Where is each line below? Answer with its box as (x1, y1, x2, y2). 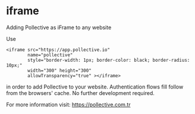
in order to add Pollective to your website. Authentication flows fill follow (6, 83, 184, 90)
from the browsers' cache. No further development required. (6, 89, 155, 96)
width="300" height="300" (27, 67, 92, 74)
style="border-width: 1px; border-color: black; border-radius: (27, 57, 190, 63)
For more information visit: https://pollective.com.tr (6, 101, 131, 108)
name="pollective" (27, 52, 73, 58)
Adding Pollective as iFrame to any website (6, 24, 112, 31)
